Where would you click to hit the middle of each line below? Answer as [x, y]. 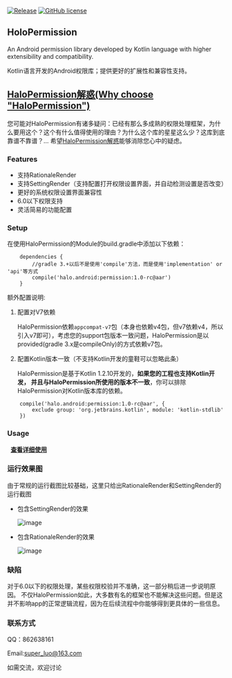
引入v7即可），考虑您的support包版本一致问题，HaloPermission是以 [113, 336]
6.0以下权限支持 [40, 201]
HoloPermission [42, 32]
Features [22, 159]
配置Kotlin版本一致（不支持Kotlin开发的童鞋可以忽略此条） [100, 359]
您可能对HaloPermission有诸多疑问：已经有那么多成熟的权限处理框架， [108, 123]
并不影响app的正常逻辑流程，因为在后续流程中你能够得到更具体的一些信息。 [116, 604]
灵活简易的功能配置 [45, 209]
